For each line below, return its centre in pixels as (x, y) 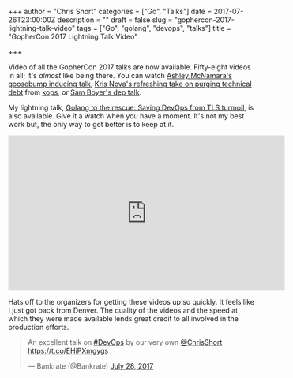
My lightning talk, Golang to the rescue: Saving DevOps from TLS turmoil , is (131, 107)
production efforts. (39, 327)
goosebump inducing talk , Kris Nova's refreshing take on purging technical (130, 84)
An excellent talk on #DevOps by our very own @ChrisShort (125, 342)
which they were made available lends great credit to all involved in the (124, 318)
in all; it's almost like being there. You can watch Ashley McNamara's (120, 75)
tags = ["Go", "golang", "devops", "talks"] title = (154, 28)
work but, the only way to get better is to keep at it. (91, 124)
